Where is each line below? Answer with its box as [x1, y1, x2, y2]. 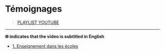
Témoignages [5, 3, 62, 15]
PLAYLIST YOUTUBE [17, 19, 59, 25]
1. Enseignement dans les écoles [12, 43, 79, 49]
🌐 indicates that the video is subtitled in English [5, 33, 105, 39]
